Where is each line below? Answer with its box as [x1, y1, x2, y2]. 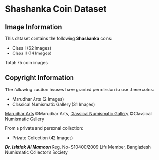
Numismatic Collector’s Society [5, 149, 68, 155]
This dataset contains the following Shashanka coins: [5, 36, 113, 41]
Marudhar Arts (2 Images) [12, 96, 64, 102]
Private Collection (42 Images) [12, 135, 73, 141]
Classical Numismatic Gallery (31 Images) [12, 101, 95, 107]
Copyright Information [5, 74, 74, 82]
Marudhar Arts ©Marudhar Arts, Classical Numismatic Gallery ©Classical [5, 110, 152, 116]
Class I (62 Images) [12, 45, 52, 51]
